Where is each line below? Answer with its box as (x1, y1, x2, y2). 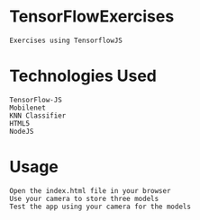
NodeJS (9, 127, 34, 136)
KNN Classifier (9, 110, 67, 120)
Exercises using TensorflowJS (9, 36, 123, 45)
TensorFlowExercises (9, 6, 175, 27)
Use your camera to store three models (9, 194, 159, 203)
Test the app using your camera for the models (9, 202, 192, 211)
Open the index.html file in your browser (9, 186, 171, 195)
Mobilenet (9, 103, 47, 112)
